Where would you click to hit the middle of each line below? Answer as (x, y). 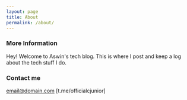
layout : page (22, 12)
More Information (32, 43)
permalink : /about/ (30, 22)
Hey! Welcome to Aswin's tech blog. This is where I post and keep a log (94, 56)
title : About (22, 17)
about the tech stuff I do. (37, 62)
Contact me (23, 78)
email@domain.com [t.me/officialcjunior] (56, 91)
